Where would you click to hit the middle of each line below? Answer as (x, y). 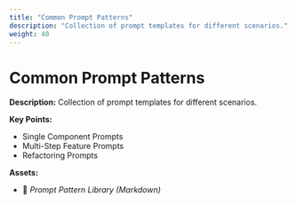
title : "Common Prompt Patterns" (71, 17)
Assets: (24, 173)
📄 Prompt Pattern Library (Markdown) (92, 190)
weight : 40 (29, 34)
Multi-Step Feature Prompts (73, 146)
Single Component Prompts (72, 137)
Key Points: (31, 120)
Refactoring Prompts (60, 155)
